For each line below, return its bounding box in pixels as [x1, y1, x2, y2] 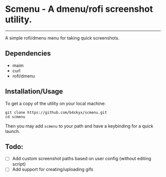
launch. [5, 128, 21, 134]
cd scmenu [5, 114, 26, 119]
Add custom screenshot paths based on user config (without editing [12, 156, 152, 162]
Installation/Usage [5, 88, 63, 96]
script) [12, 161, 26, 167]
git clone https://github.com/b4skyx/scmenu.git [5, 110, 107, 115]
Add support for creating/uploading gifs [12, 167, 93, 173]
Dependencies [5, 49, 51, 58]
